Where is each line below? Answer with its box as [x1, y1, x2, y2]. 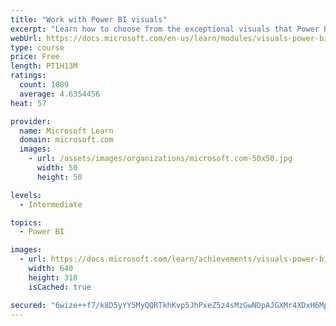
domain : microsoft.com [19, 135, 114, 145]
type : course [10, 42, 65, 53]
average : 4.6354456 [19, 89, 101, 99]
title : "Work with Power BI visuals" [10, 14, 168, 25]
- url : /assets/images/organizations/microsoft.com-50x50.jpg [28, 154, 293, 164]
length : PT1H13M [10, 61, 78, 71]
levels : [10, 190, 43, 200]
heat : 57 [10, 98, 47, 108]
